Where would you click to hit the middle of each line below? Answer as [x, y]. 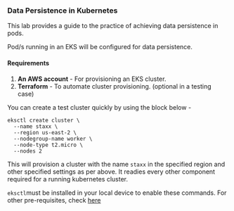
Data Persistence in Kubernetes [63, 11]
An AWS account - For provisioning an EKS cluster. [92, 79]
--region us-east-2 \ [45, 132]
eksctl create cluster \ [44, 120]
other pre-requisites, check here [54, 200]
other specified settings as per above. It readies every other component [111, 172]
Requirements [28, 63]
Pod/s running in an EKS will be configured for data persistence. [100, 47]
